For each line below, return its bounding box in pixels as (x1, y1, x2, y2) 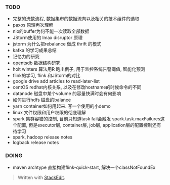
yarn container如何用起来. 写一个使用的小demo (12, 103, 111, 109)
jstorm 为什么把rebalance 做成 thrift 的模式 (12, 41, 102, 47)
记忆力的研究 (12, 54, 39, 60)
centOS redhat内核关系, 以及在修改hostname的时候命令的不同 (12, 84, 142, 90)
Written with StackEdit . (17, 174, 66, 180)
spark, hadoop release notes (12, 134, 72, 140)
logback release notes (12, 140, 59, 146)
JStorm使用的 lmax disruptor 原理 (12, 34, 82, 41)
